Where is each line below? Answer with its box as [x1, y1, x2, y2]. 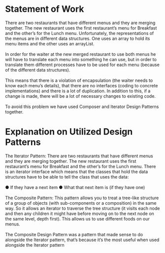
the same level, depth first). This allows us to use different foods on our [5, 216, 150, 221]
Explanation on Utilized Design [5, 126, 133, 138]
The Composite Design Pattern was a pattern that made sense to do [5, 231, 143, 237]
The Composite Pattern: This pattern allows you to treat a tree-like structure [5, 195, 159, 201]
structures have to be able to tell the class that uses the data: [5, 174, 129, 180]
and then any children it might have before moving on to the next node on [5, 211, 154, 217]
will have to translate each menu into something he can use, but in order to [5, 56, 157, 62]
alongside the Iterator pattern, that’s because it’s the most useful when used [5, 237, 160, 243]
